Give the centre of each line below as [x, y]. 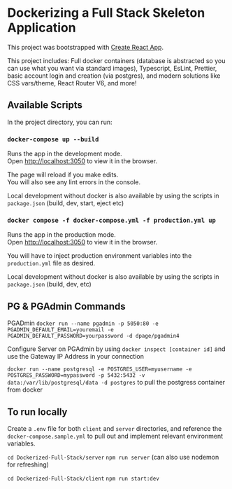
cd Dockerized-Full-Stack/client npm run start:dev [83, 478]
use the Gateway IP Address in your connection [76, 357]
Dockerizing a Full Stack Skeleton [106, 13]
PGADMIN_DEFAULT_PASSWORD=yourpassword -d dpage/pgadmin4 [93, 336]
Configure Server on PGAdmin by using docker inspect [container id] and [116, 349]
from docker [25, 390]
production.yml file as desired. [51, 263]
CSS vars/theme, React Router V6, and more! [72, 83]
